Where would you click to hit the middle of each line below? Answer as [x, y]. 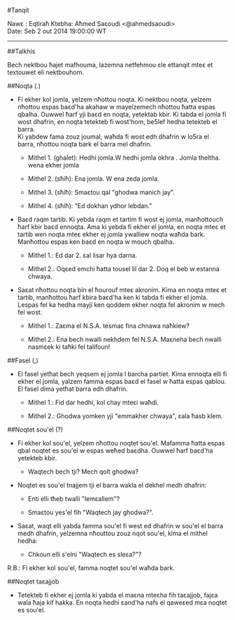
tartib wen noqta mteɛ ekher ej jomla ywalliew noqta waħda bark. [111, 234]
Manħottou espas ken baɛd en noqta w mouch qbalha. [96, 242]
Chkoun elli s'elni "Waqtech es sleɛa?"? [85, 554]
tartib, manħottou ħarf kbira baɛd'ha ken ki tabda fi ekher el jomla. [113, 297]
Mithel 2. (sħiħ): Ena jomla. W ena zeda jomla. [93, 179]
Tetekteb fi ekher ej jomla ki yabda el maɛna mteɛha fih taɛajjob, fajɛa [117, 595]
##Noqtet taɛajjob [33, 581]
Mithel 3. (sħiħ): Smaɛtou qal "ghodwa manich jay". [101, 192]
